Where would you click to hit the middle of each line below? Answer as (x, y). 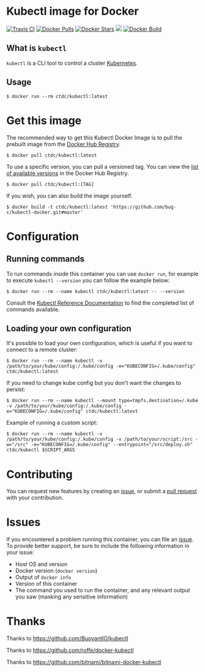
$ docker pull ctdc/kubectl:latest (52, 155)
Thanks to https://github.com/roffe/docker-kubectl (70, 651)
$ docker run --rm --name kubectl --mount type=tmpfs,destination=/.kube (102, 401)
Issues (24, 522)
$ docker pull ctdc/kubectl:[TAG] (50, 184)
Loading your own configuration (69, 328)
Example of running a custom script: (52, 423)
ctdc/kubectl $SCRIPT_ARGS (41, 450)
